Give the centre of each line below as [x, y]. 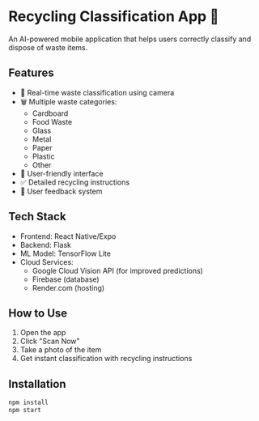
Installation [37, 384]
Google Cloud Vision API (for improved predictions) [118, 270]
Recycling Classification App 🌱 [114, 17]
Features [31, 73]
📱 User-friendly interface [62, 173]
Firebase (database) [66, 279]
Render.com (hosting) [68, 287]
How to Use [38, 313]
